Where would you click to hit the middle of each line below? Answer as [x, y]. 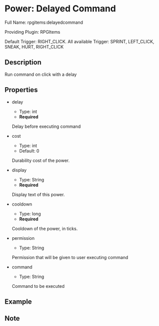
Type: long [30, 214]
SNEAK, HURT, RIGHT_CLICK [34, 47]
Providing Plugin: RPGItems [32, 32]
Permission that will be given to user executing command [70, 257]
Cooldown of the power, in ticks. [45, 228]
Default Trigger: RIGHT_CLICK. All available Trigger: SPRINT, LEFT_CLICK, [79, 41]
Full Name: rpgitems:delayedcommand [44, 22]
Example [18, 301]
